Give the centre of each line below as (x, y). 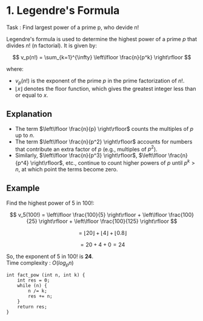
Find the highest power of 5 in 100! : (51, 203)
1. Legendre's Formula (63, 11)
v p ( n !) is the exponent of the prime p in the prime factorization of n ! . (100, 81)
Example (23, 188)
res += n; (40, 296)
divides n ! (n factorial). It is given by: (52, 45)
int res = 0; (34, 280)
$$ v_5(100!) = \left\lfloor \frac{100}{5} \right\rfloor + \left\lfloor (89, 214)
